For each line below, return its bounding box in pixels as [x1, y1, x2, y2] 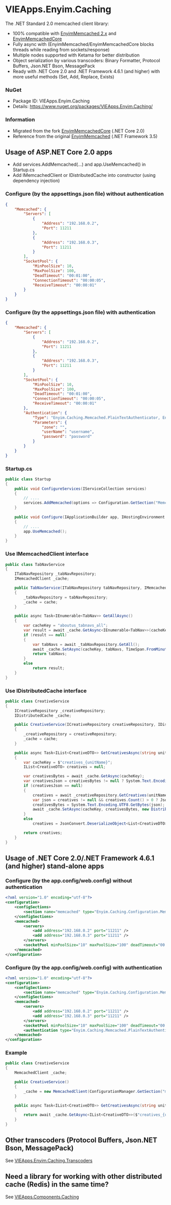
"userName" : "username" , [41, 429, 95, 434]
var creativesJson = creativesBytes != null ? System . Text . [23, 778, 154, 783]
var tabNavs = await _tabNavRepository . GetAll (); [32, 642, 140, 647]
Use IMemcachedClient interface [5, 551, 89, 558]
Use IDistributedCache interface [5, 687, 87, 694]
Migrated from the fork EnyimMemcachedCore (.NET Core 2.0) [12, 127, 145, 134]
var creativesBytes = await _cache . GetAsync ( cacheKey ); [23, 774, 145, 779]
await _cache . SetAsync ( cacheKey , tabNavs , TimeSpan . [32, 646, 147, 652]
